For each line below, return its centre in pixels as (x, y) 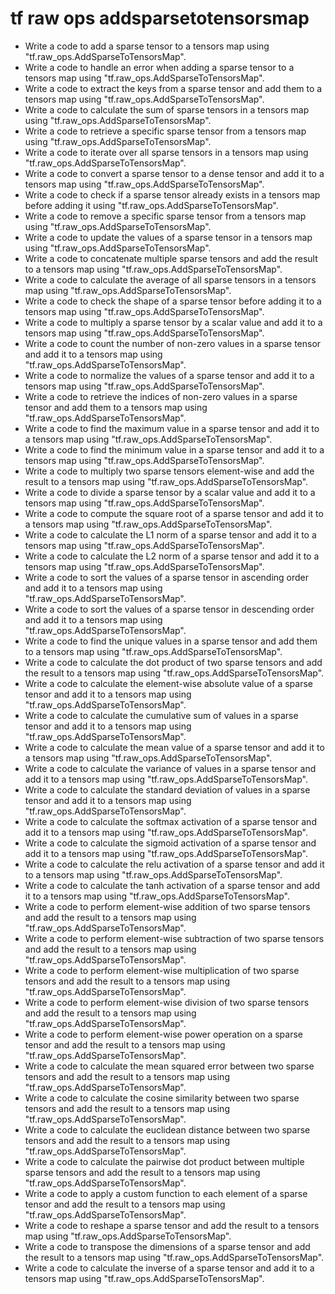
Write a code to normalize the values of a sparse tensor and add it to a (169, 375)
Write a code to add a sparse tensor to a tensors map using (147, 46)
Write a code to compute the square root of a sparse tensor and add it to (174, 513)
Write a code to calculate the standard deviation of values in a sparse (167, 789)
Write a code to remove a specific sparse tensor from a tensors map (165, 216)
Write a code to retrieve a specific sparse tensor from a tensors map (165, 131)
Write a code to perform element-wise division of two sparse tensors (167, 1002)
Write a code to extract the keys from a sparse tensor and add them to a (173, 88)
